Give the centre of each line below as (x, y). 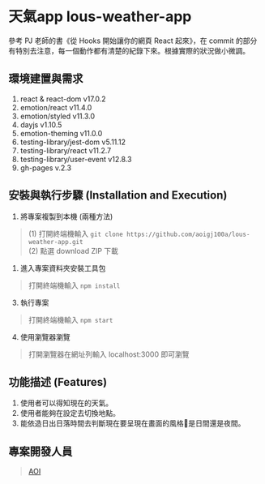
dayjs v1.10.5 (41, 124)
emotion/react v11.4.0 (56, 107)
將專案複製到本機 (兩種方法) (66, 216)
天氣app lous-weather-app (100, 17)
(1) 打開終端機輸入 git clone (76, 233)
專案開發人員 (41, 451)
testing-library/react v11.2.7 (66, 150)
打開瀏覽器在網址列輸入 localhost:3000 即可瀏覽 (109, 354)
